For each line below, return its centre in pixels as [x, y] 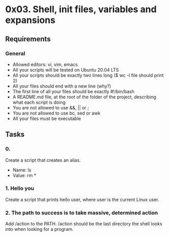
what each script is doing [39, 102]
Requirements [28, 39]
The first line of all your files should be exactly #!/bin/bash [73, 91]
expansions [30, 20]
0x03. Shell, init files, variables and [81, 9]
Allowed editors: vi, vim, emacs [45, 64]
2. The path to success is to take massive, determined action [82, 213]
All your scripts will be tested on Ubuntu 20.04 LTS [66, 70]
